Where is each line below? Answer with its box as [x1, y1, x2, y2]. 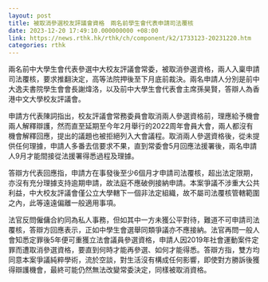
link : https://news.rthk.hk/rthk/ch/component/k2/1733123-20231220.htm [8, 34, 251, 42]
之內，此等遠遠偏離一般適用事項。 [8, 198, 120, 208]
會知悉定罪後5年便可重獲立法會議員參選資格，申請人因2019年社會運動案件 [8, 235, 253, 244]
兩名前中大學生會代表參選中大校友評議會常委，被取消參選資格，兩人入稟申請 [8, 65, 260, 74]
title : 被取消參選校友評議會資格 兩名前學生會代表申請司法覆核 [8, 19, 194, 27]
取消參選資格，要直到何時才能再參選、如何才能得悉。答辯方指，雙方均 [29, 245, 260, 255]
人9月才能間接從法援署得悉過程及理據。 [8, 151, 139, 161]
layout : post [8, 11, 52, 20]
